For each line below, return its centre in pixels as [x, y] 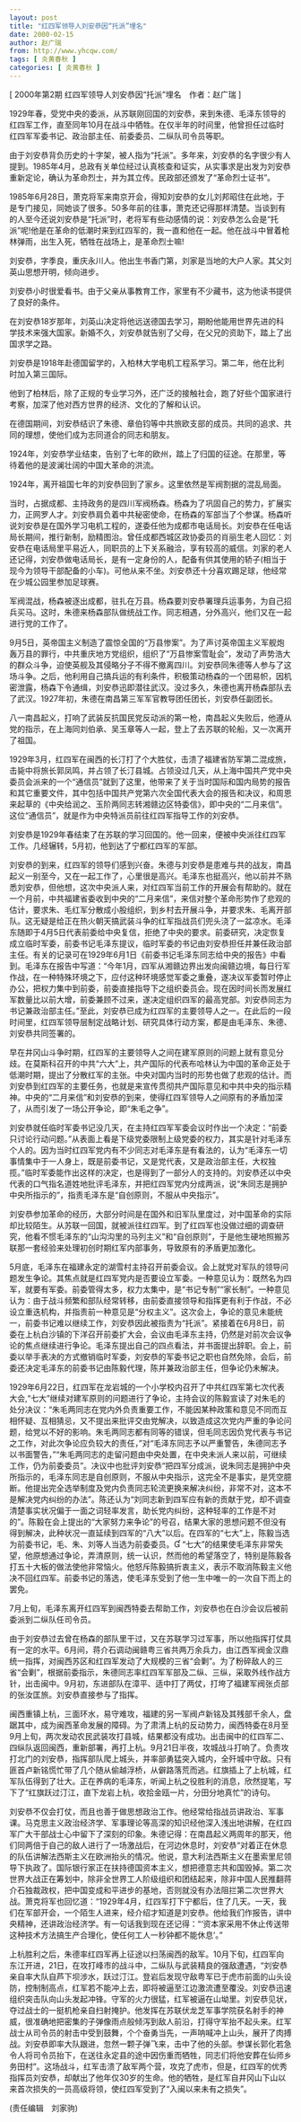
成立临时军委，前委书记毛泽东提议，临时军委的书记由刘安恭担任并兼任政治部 [150, 943]
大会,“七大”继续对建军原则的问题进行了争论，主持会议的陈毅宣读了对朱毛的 [147, 1398]
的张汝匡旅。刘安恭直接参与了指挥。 [76, 1694]
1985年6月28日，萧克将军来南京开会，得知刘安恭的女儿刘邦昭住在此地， [143, 196]
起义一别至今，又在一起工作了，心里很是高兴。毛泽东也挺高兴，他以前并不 [146, 876]
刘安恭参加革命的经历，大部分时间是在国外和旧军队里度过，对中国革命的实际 [150, 1214]
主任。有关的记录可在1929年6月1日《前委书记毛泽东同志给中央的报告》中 [144, 954]
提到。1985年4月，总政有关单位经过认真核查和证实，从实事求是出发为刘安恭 [150, 166]
